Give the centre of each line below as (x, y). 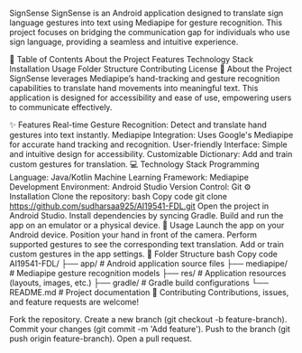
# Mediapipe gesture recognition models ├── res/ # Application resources (148, 273)
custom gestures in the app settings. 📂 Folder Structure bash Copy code (143, 254)
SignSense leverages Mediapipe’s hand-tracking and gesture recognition (145, 79)
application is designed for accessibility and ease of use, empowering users (151, 98)
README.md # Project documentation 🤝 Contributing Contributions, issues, (149, 292)
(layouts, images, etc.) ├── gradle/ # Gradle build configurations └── (139, 283)
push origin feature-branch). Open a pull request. (101, 339)
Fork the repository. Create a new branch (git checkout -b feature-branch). (148, 319)
